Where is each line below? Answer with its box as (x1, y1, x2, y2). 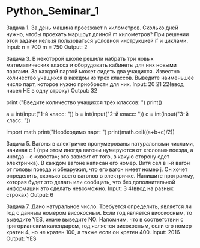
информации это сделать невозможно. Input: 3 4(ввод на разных (6, 185, 174, 192)
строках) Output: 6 (6, 191, 54, 198)
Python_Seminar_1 (6, 4, 99, 18)
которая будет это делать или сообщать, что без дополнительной (6, 178, 175, 185)
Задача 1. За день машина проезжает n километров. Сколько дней (6, 24, 178, 31)
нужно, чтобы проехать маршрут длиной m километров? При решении (6, 30, 189, 37)
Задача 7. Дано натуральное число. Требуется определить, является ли (6, 203, 192, 210)
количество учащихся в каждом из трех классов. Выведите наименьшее (6, 74, 194, 81)
